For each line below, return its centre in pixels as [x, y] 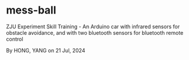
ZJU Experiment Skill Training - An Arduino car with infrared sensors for [93, 26]
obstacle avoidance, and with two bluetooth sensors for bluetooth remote [95, 32]
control [15, 39]
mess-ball [31, 10]
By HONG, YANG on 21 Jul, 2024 [46, 50]
